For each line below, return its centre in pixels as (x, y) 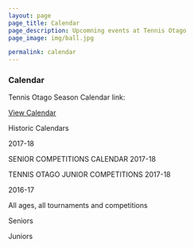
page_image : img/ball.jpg (51, 38)
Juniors (21, 237)
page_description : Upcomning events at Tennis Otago (97, 30)
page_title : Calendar (44, 23)
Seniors (21, 221)
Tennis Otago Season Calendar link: (67, 97)
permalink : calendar (43, 53)
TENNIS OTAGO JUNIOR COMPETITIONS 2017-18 (89, 174)
